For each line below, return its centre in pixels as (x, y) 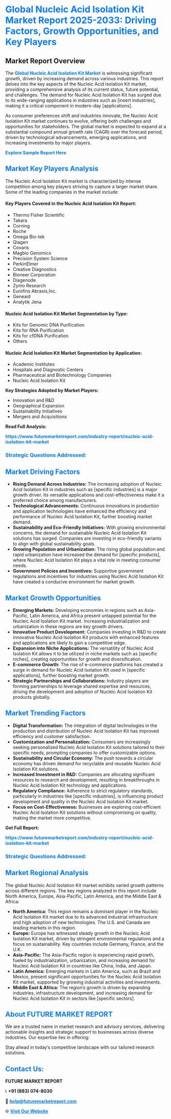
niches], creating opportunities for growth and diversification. (77, 659)
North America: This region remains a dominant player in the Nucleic (85, 911)
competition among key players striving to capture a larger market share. (82, 186)
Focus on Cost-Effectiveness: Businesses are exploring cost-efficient (87, 807)
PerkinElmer (26, 264)
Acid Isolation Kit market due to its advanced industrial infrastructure (85, 917)
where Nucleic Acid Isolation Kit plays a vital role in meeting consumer (87, 560)
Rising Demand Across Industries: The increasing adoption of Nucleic (87, 484)
